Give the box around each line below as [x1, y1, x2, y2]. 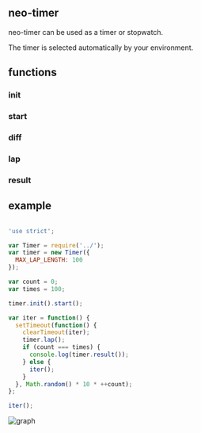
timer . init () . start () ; [8, 299, 83, 308]
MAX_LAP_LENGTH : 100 [15, 256, 83, 264]
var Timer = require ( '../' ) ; [8, 241, 104, 249]
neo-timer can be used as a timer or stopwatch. [8, 27, 164, 36]
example [8, 199, 52, 213]
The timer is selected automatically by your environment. [8, 43, 194, 52]
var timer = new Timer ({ [8, 249, 90, 257]
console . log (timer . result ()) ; [28, 351, 129, 358]
